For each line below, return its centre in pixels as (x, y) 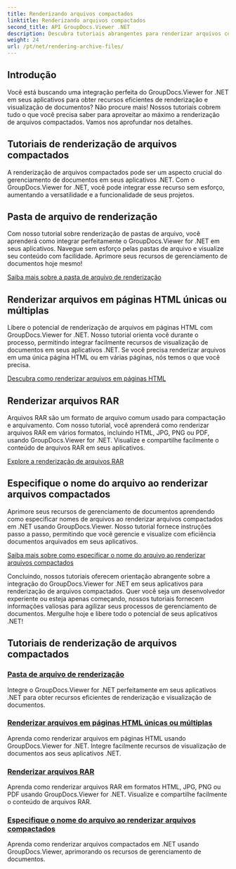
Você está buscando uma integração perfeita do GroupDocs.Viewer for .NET (118, 92)
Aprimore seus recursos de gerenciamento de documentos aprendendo (111, 511)
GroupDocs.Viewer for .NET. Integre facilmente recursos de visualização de (117, 746)
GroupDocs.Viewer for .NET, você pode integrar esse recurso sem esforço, (116, 187)
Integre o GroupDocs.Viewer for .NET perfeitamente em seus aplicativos (112, 690)
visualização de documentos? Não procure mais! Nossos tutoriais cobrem (114, 107)
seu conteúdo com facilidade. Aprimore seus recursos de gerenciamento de (118, 256)
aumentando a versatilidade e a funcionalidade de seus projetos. (101, 195)
